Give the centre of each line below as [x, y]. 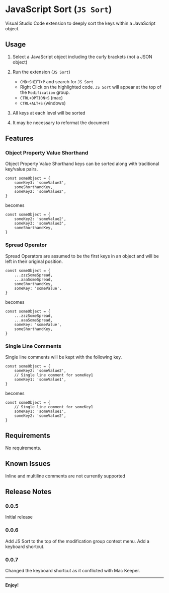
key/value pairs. [22, 169]
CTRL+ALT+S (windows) [43, 103]
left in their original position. [34, 261]
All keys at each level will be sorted [49, 113]
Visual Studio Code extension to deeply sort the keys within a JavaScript [80, 23]
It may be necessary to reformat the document [61, 123]
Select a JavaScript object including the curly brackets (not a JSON [82, 57]
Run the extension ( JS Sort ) [41, 72]
